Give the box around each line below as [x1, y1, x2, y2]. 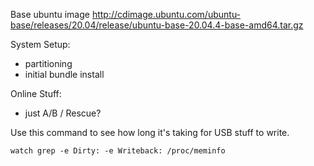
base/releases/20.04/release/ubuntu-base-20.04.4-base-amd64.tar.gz [10, 19, 304, 31]
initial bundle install [24, 69, 105, 80]
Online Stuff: [10, 88, 62, 99]
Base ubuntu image [10, 9, 90, 20]
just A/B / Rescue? [24, 107, 102, 119]
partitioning [24, 58, 73, 69]
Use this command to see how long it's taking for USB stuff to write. [10, 127, 290, 138]
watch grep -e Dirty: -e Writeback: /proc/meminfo [10, 146, 226, 156]
